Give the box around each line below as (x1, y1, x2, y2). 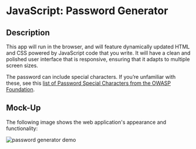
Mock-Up (6, 103, 41, 113)
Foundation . (6, 86, 35, 92)
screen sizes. (6, 62, 38, 69)
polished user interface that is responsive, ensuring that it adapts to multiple (6, 56, 190, 62)
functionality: (6, 125, 38, 132)
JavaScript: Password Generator (6, 4, 168, 18)
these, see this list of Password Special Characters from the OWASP (6, 80, 171, 87)
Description (6, 28, 50, 38)
